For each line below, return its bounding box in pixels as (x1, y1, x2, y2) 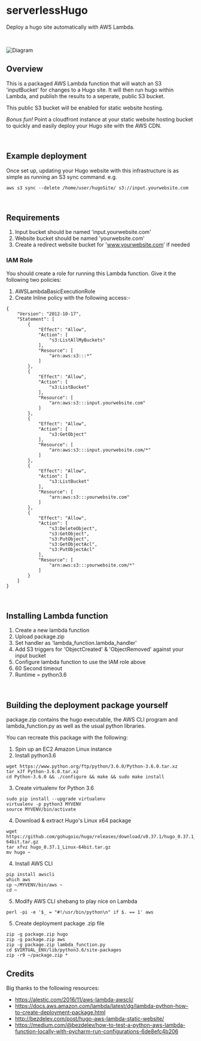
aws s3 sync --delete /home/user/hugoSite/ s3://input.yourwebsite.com (6, 185, 188, 191)
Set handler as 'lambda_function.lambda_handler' (14, 640, 138, 647)
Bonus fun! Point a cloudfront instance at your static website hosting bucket (6, 115, 193, 123)
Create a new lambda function (14, 626, 90, 634)
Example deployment (6, 151, 87, 162)
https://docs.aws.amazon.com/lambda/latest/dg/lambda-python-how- (14, 1003, 188, 1010)
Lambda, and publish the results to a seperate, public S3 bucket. (6, 92, 165, 99)
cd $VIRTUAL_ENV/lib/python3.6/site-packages (6, 947, 121, 953)
